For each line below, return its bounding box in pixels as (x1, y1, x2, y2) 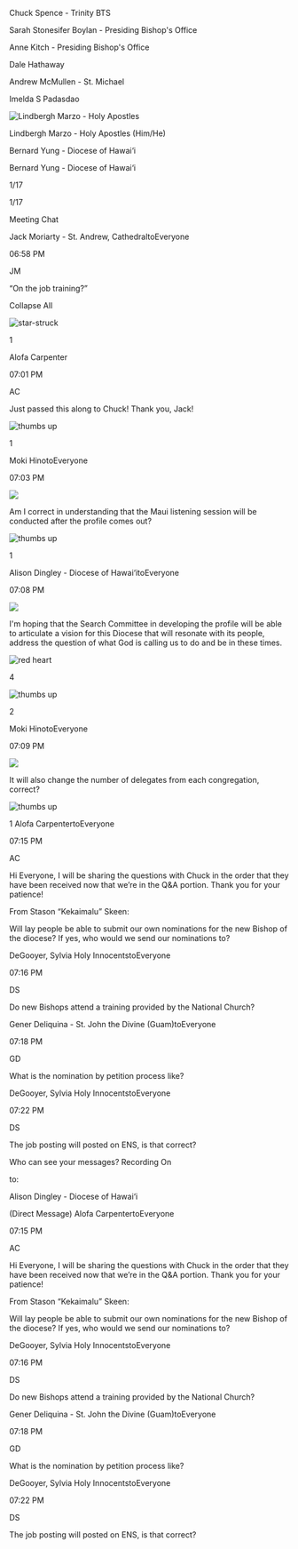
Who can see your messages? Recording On (9, 1157, 172, 1167)
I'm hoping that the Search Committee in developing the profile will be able (9, 619, 282, 629)
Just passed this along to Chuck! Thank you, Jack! (9, 403, 194, 414)
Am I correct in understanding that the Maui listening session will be (9, 507, 257, 516)
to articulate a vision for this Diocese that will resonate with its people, (9, 628, 265, 638)
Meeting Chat (9, 214, 59, 225)
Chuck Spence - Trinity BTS (9, 8, 111, 18)
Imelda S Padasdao (9, 93, 80, 104)
